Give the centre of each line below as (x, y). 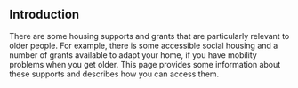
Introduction (44, 15)
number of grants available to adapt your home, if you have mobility (133, 55)
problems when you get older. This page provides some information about (145, 64)
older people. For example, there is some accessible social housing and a (144, 45)
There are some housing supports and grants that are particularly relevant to (149, 36)
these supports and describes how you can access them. (114, 74)
